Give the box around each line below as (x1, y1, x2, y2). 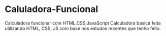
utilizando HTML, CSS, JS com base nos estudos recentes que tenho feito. (5, 25, 161, 31)
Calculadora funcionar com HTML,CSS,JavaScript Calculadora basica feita (5, 20, 161, 26)
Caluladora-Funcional (5, 3, 98, 15)
